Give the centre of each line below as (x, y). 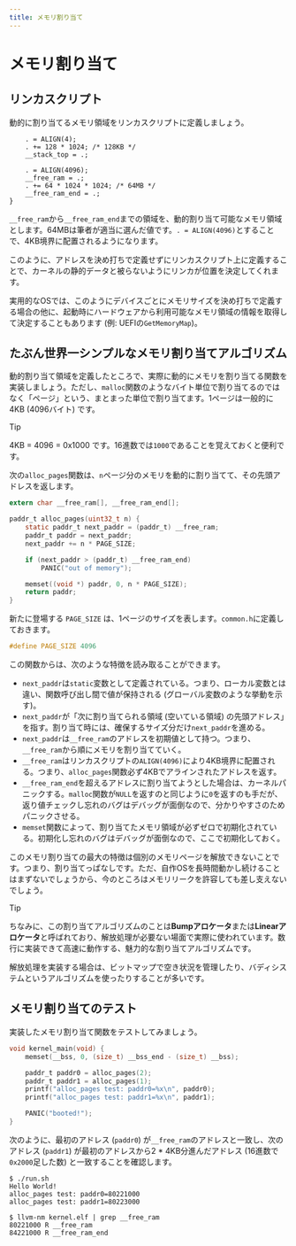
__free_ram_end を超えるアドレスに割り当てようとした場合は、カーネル (150, 783)
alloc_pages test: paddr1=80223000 (75, 1202)
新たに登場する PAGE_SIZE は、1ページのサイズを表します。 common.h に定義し (147, 619)
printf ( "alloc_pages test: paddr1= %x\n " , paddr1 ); (120, 1098)
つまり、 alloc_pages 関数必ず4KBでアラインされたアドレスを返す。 (159, 772)
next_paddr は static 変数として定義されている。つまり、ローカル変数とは (154, 684)
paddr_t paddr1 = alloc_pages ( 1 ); (88, 1081)
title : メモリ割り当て (46, 17)
